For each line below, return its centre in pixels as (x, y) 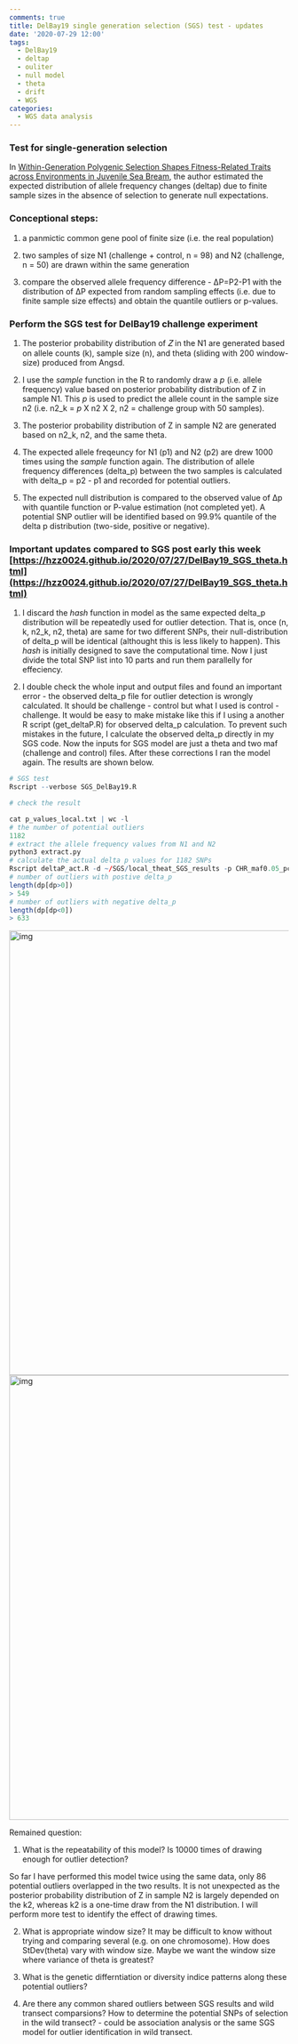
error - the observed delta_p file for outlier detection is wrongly (137, 696)
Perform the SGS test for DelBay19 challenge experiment (134, 324)
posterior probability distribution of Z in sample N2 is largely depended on (144, 1895)
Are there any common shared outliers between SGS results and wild (148, 2004)
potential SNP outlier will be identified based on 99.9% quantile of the (149, 517)
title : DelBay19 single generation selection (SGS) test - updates (137, 26)
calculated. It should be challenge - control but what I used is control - (150, 706)
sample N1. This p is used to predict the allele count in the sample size (150, 399)
